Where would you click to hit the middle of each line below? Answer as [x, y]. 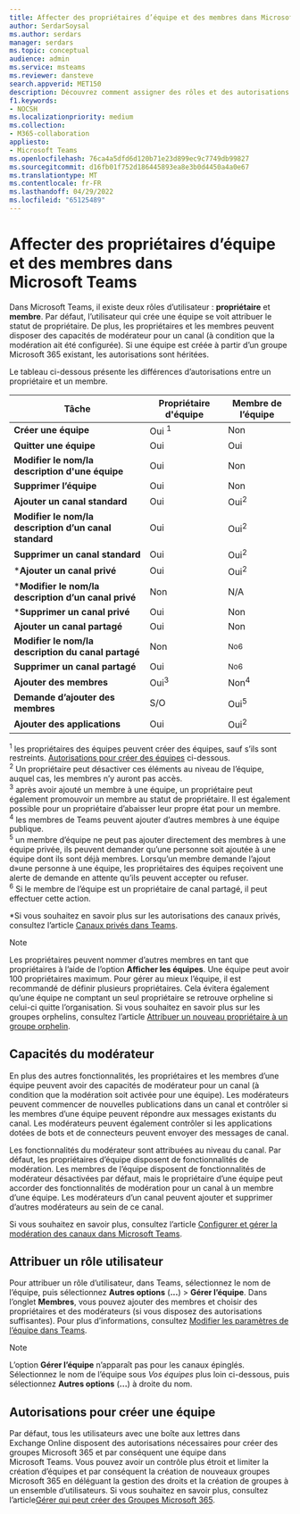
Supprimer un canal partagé [75, 667]
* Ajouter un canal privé [65, 570]
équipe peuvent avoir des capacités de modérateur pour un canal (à [134, 1085]
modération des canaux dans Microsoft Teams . [96, 1234]
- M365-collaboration [50, 134]
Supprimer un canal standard [77, 554]
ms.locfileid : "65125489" [57, 200]
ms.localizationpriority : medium [71, 117]
